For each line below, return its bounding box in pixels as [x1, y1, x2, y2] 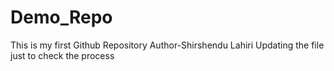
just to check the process [10, 49, 115, 61]
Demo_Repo [10, 6, 113, 29]
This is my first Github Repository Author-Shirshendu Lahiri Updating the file [10, 39, 325, 51]
